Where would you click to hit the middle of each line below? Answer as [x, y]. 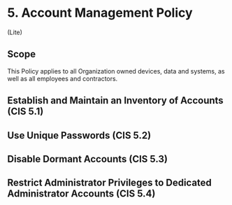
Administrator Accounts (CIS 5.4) [81, 194]
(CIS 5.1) [26, 112]
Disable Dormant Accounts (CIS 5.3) [87, 159]
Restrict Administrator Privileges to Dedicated [109, 183]
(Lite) [15, 32]
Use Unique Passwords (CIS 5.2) [79, 135]
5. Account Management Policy [100, 13]
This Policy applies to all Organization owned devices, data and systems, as [116, 71]
